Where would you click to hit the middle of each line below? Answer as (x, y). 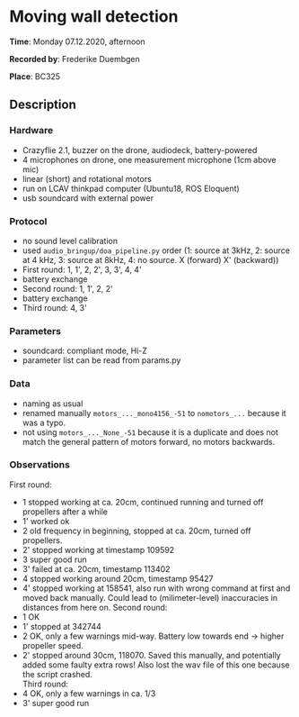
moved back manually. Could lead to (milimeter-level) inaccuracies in (150, 597)
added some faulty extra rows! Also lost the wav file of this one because (156, 665)
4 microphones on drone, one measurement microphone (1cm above (149, 159)
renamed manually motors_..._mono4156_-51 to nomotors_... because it (154, 413)
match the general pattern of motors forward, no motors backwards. (149, 441)
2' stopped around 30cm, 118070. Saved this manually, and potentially (151, 655)
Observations (40, 465)
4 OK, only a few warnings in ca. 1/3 (89, 693)
